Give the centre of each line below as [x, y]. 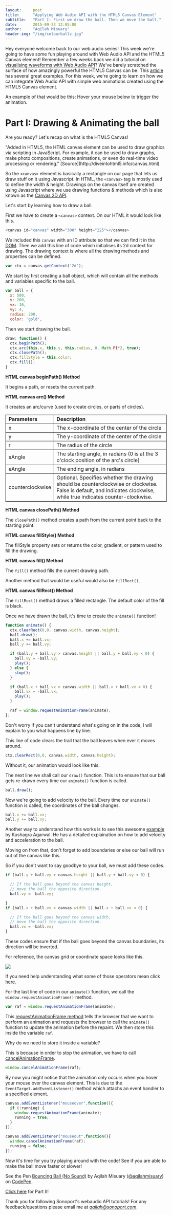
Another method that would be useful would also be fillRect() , [73, 580]
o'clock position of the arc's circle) [98, 460]
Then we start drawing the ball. [38, 329]
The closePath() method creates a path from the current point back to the [83, 520]
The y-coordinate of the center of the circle [109, 436]
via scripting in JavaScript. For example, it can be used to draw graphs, [80, 153]
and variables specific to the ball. [40, 281]
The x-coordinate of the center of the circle [109, 428]
